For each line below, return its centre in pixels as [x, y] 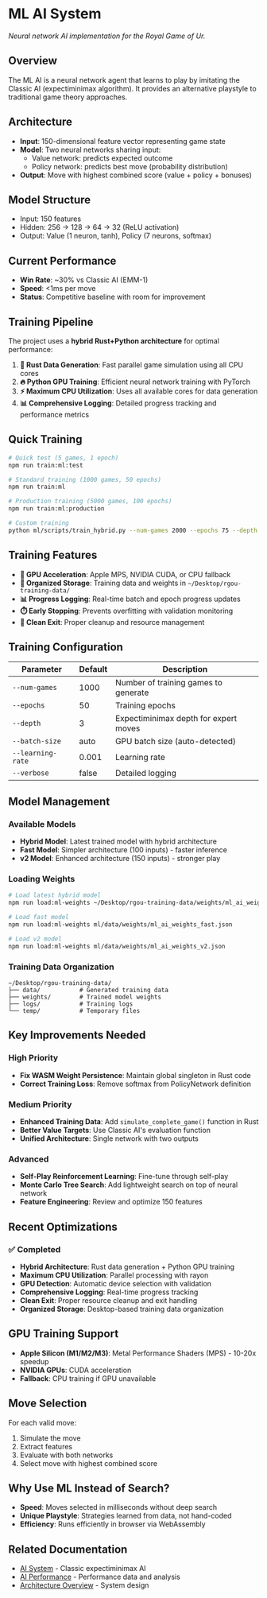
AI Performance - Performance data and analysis [100, 1577]
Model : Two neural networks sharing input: [90, 149]
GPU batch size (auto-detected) [176, 742]
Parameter [41, 669]
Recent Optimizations [63, 1226]
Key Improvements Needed [77, 1036]
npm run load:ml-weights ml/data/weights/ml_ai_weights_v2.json [117, 946]
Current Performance [62, 260]
